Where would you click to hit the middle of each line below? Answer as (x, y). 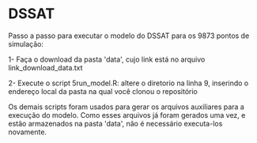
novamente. (28, 132)
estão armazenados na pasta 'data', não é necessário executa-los (115, 123)
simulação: (26, 43)
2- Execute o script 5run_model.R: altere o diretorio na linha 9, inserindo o (128, 83)
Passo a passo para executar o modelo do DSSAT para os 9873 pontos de (129, 36)
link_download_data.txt (45, 67)
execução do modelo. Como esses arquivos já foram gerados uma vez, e (127, 115)
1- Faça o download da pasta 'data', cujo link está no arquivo (107, 59)
